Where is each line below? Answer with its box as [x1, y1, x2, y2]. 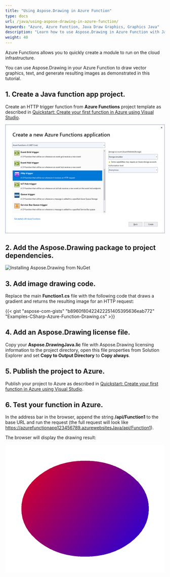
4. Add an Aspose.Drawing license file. [5, 328, 131, 337]
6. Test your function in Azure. [5, 401, 103, 409]
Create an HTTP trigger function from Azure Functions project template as [5, 103, 161, 110]
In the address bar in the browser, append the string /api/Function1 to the [5, 414, 159, 420]
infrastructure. [5, 55, 35, 61]
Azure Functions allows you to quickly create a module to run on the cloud [5, 50, 160, 55]
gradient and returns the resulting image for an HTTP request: [5, 298, 134, 304]
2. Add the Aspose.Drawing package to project [5, 243, 156, 252]
